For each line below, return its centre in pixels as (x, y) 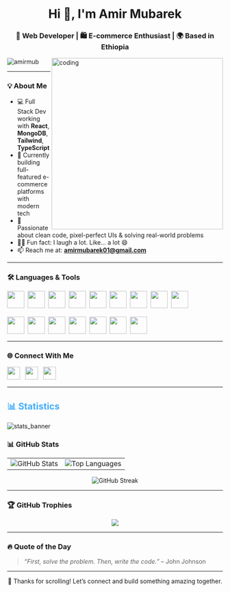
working (28, 119)
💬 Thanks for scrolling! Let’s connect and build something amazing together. (115, 581)
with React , (33, 125)
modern (28, 206)
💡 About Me (27, 86)
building (28, 162)
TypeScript (33, 147)
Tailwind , (30, 140)
